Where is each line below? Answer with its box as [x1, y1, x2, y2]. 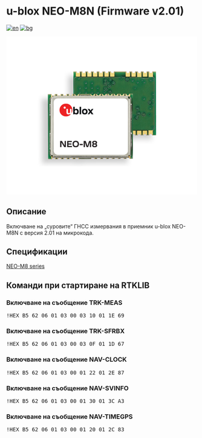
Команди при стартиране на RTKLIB [6, 280, 150, 290]
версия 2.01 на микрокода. [24, 229, 94, 236]
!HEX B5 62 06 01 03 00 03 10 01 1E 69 [6, 312, 125, 319]
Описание [6, 207, 47, 217]
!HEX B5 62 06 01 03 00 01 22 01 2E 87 [6, 369, 125, 376]
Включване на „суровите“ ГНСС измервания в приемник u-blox [6, 222, 171, 230]
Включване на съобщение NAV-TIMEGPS [6, 412, 133, 420]
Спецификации [6, 247, 68, 257]
